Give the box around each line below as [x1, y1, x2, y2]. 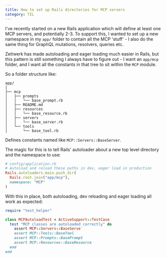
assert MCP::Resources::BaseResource [14, 240, 92, 245]
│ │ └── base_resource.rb [5, 111, 68, 116]
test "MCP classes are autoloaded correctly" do [9, 221, 112, 227]
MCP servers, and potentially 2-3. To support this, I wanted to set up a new [5, 31, 159, 37]
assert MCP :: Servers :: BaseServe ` [14, 226, 83, 231]
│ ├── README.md [5, 102, 43, 107]
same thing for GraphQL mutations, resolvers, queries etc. [5, 41, 124, 47]
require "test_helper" [5, 208, 52, 213]
